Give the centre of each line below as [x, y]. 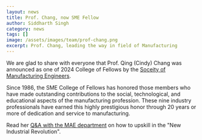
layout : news [23, 12]
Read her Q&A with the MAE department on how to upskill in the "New [94, 125]
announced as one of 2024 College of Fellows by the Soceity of [86, 69]
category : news [25, 29]
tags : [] [17, 35]
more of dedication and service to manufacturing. [68, 113]
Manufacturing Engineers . [39, 76]
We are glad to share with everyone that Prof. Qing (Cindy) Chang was [94, 63]
